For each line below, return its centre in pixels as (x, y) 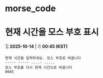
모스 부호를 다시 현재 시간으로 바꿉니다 (39, 68)
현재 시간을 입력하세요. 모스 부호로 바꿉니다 (43, 58)
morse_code (30, 9)
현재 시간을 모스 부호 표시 (52, 32)
